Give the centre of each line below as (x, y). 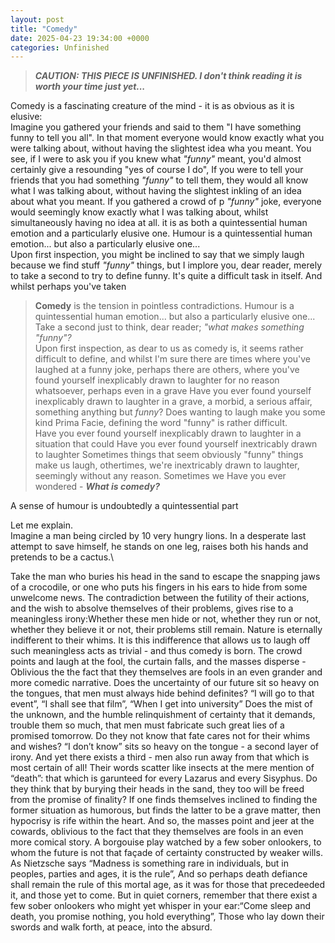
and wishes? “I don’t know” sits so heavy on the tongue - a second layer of (164, 747)
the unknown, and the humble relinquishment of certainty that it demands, (163, 715)
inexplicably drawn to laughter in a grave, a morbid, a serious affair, (173, 402)
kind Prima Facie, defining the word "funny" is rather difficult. (161, 423)
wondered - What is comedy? (97, 487)
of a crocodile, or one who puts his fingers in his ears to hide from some (159, 587)
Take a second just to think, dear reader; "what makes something (169, 327)
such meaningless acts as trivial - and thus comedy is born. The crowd (156, 651)
